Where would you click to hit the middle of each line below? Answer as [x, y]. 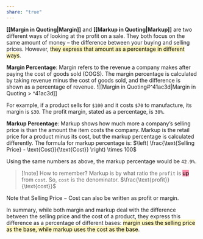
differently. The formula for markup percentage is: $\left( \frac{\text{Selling [101, 143]
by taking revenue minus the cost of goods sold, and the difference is [94, 80]
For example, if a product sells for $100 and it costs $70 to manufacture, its [99, 105]
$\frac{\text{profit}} [145, 179]
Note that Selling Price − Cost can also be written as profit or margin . [93, 198]
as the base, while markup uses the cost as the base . [73, 229]
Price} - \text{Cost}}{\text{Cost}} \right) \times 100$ [72, 149]
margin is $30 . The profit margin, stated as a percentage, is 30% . [86, 111]
